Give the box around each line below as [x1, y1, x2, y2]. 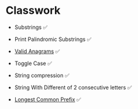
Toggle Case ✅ [14, 60, 53, 67]
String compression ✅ [14, 72, 70, 79]
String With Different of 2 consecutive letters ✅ [14, 84, 133, 91]
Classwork [5, 4, 61, 17]
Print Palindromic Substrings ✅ [14, 36, 92, 43]
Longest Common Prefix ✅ [14, 96, 81, 103]
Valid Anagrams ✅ [14, 48, 60, 55]
